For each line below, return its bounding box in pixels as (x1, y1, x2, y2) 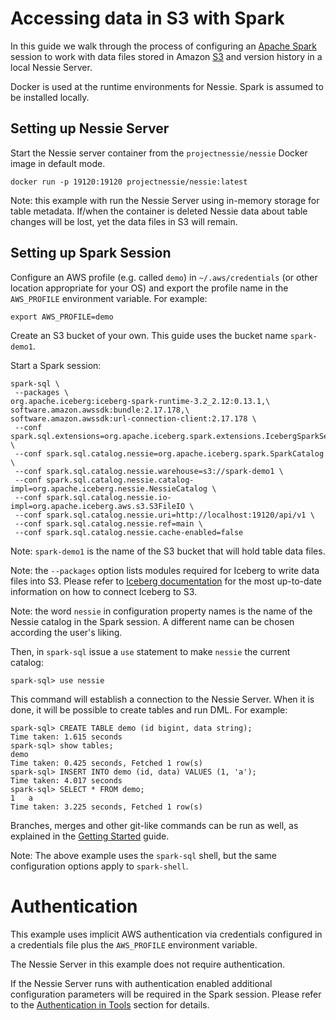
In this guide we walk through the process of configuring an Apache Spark (10, 40, 317, 52)
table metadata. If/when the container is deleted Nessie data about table (10, 205, 308, 217)
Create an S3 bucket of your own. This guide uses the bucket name (10, 329, 288, 341)
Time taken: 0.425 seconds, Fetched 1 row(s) (10, 758, 203, 768)
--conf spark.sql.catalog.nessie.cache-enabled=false (14, 527, 244, 537)
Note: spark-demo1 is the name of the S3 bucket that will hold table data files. (10, 545, 326, 557)
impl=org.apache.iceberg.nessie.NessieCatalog (10, 483, 208, 494)
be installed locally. (10, 91, 90, 103)
